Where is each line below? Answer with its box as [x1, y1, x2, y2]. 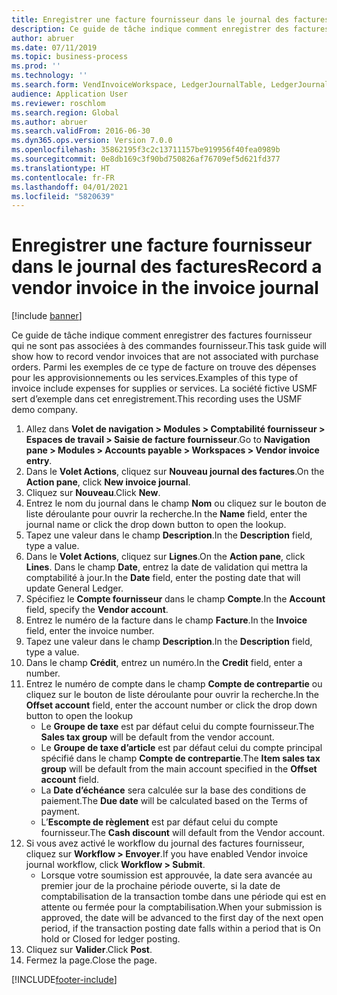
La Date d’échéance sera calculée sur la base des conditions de [40, 784, 307, 796]
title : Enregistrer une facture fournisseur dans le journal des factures [11, 14, 330, 25]
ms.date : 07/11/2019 [11, 42, 98, 53]
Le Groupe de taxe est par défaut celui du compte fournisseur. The [40, 721, 315, 733]
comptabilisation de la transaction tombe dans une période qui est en [40, 891, 327, 903]
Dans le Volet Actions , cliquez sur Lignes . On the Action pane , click [25, 551, 306, 563]
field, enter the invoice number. [25, 625, 155, 637]
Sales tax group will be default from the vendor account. [40, 731, 275, 743]
